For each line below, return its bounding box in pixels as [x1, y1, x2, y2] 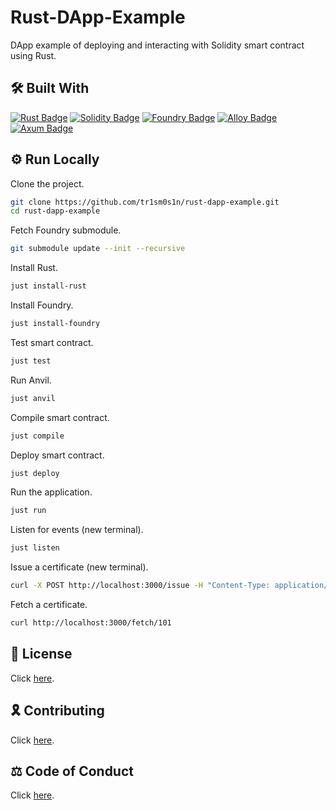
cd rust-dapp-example [10, 206, 101, 216]
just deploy [10, 468, 60, 478]
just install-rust [10, 281, 87, 291]
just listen [10, 543, 60, 553]
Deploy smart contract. [10, 449, 105, 461]
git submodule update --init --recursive [10, 244, 186, 254]
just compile [10, 431, 65, 441]
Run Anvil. [10, 374, 52, 386]
